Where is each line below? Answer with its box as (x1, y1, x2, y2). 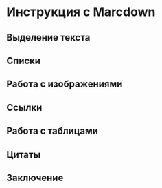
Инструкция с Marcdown (6, 4, 156, 20)
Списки (6, 54, 41, 66)
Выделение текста (6, 32, 91, 43)
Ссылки (6, 101, 43, 114)
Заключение (6, 171, 64, 183)
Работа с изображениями (6, 79, 123, 90)
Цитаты (6, 149, 41, 160)
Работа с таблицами (6, 125, 99, 137)
